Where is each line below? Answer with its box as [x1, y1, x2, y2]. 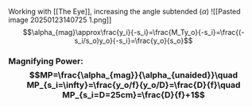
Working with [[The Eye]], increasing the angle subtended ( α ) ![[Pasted [8, 7, 241, 16]
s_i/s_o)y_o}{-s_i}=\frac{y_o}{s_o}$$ [74, 36, 193, 45]
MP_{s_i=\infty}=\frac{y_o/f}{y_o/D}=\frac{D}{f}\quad [26, 79, 241, 90]
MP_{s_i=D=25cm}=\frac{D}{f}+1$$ [62, 89, 205, 100]
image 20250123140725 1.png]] [8, 15, 112, 25]
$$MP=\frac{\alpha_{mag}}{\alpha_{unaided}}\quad [29, 69, 238, 80]
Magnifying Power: [8, 55, 83, 67]
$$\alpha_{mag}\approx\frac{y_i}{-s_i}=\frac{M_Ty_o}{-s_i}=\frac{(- [22, 28, 245, 36]
